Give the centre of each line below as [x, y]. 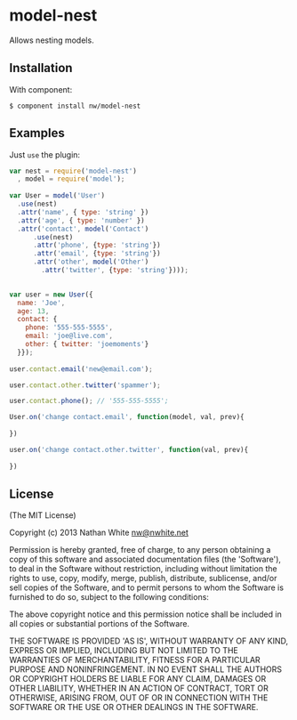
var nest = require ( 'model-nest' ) [73, 171]
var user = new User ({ [51, 295]
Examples [37, 133]
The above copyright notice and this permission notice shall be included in [145, 614]
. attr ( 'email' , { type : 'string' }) [97, 254]
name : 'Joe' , [41, 303]
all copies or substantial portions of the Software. [99, 624]
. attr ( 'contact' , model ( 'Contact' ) [83, 229]
